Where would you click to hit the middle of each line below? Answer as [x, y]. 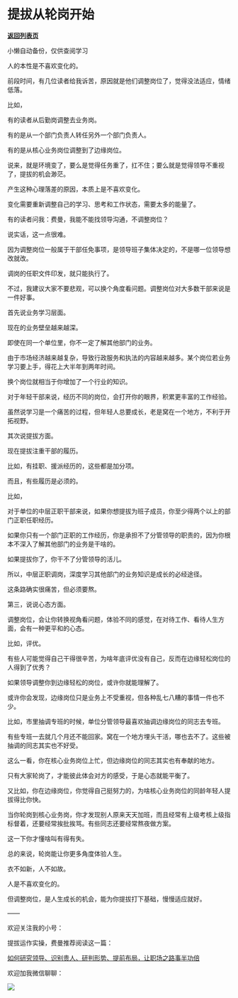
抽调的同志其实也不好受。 [45, 745]
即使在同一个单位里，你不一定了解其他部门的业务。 [82, 342]
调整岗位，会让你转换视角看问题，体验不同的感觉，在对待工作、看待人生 [113, 619]
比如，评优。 [26, 643]
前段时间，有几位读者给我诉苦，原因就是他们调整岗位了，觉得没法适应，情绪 [119, 81]
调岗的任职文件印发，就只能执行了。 [60, 273]
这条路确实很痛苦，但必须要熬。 [54, 589]
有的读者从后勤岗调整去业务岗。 [54, 120]
